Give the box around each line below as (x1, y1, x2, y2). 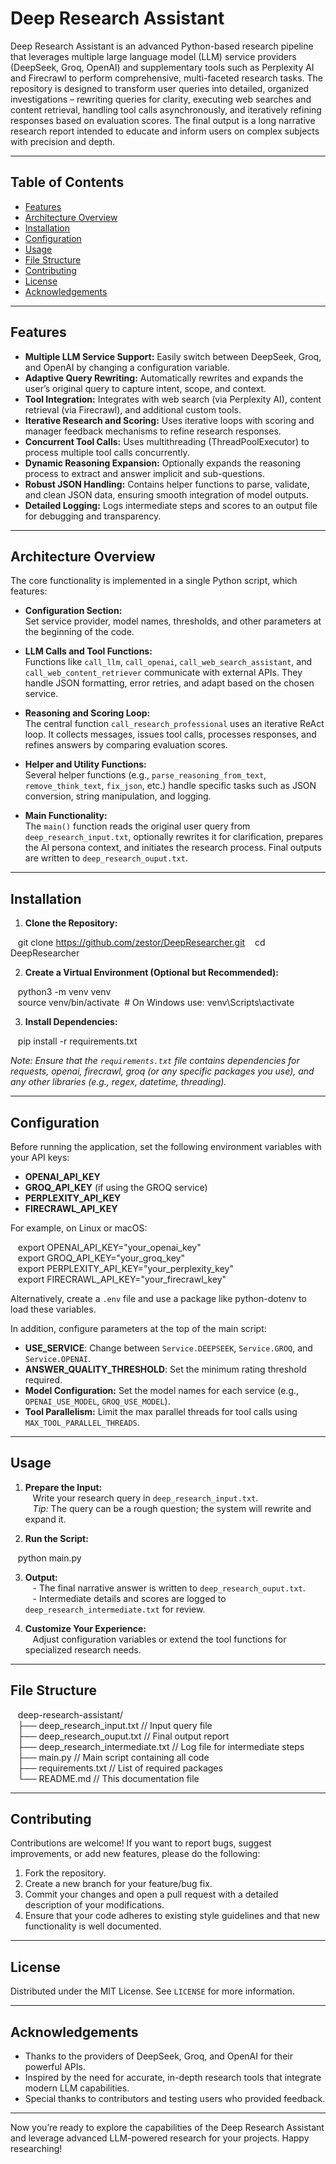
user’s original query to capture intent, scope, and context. (24, 382, 267, 394)
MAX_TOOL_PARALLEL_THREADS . (24, 1417, 140, 1428)
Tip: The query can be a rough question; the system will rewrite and (32, 1502, 312, 1514)
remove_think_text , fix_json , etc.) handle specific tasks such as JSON (24, 780, 317, 792)
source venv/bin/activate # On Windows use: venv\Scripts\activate (17, 997, 295, 1009)
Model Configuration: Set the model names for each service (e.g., (24, 1385, 300, 1396)
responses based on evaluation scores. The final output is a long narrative (10, 114, 316, 126)
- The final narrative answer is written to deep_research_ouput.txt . (32, 1582, 306, 1594)
